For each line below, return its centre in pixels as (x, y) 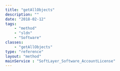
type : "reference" (24, 51)
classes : (14, 42)
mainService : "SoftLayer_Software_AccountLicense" (60, 61)
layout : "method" (23, 56)
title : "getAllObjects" (30, 10)
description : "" (22, 14)
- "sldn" (23, 33)
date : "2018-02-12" (26, 19)
